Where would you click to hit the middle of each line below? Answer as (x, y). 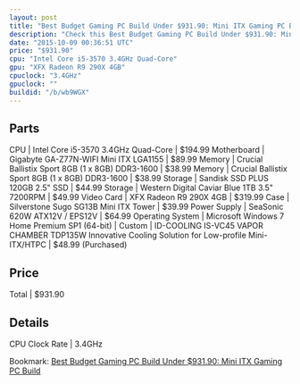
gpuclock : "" (33, 84)
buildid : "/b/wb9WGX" (50, 92)
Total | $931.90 (37, 295)
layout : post (33, 17)
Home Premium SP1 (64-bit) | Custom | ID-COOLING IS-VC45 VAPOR (136, 226)
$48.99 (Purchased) (90, 245)
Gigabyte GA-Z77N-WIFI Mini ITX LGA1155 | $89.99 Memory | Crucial (136, 159)
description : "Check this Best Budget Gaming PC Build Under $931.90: (143, 34)
